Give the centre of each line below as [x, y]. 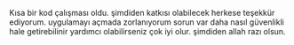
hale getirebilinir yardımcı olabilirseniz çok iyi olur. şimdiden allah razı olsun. [147, 31]
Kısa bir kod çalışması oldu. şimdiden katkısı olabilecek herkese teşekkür [142, 13]
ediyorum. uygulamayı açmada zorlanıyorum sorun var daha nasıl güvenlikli [147, 22]
